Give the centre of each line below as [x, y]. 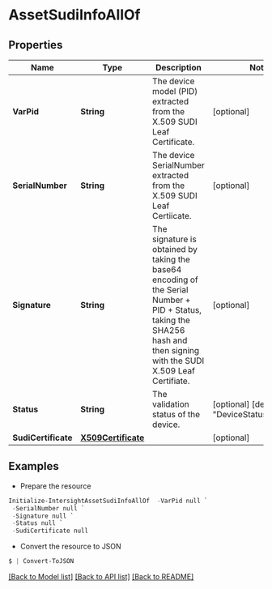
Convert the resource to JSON [70, 546]
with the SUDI [178, 361]
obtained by [175, 249]
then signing [176, 350]
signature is [174, 239]
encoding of [175, 280]
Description [178, 68]
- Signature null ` [43, 516]
